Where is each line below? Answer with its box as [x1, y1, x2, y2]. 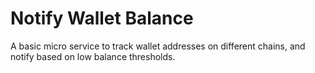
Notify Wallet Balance [10, 7, 194, 30]
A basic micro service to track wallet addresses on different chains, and [10, 40, 306, 52]
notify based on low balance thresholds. [10, 50, 176, 62]
